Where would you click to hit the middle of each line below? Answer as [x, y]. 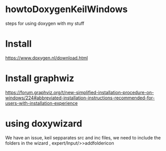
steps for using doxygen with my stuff [45, 23]
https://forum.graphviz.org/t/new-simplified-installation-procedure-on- [79, 92]
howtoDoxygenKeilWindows [67, 9]
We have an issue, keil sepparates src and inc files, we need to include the [83, 137]
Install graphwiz [40, 78]
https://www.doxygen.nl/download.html [46, 58]
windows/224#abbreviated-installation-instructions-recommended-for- [80, 98]
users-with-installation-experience [41, 103]
